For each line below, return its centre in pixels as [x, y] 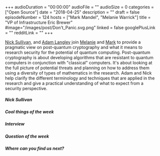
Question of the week [27, 136]
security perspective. [26, 88]
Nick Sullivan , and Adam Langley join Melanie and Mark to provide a [73, 42]
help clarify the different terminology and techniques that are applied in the [80, 78]
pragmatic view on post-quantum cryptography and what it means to [74, 47]
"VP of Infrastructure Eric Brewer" [39, 22]
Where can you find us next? [35, 148]
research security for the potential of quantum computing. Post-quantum [78, 52]
